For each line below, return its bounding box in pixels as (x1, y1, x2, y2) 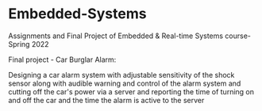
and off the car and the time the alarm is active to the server (8, 95, 205, 105)
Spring (8, 39, 30, 48)
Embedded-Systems (8, 5, 147, 23)
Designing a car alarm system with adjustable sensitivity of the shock (8, 70, 235, 79)
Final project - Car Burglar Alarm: (8, 55, 117, 64)
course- (225, 31, 252, 40)
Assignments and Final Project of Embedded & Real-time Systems (8, 31, 224, 40)
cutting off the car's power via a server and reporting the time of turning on (8, 86, 255, 96)
